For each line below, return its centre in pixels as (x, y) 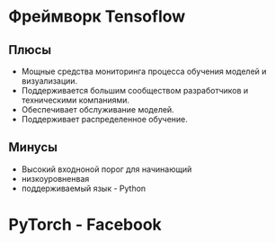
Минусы (33, 147)
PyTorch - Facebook (85, 225)
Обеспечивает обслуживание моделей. (98, 109)
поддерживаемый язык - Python (84, 188)
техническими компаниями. (75, 100)
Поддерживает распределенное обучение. (104, 119)
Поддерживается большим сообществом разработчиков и (135, 90)
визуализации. (49, 81)
